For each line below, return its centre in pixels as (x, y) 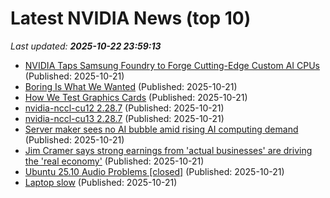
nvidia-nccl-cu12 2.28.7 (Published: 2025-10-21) (124, 108)
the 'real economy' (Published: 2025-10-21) (114, 161)
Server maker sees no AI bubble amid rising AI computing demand (161, 129)
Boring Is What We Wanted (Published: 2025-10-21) (131, 86)
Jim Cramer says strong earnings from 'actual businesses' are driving (168, 150)
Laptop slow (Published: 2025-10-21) (101, 182)
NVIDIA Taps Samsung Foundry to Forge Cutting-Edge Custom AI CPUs (172, 65)
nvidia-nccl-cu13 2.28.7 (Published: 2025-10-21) (124, 118)
